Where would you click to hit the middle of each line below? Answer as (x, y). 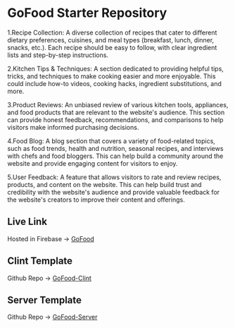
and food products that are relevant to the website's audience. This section (116, 112)
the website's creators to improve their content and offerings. (96, 200)
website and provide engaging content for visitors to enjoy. (93, 163)
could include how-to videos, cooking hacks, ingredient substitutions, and (114, 83)
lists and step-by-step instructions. (58, 55)
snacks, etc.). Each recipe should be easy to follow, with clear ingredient (112, 47)
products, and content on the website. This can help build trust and (104, 184)
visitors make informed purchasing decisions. (73, 127)
